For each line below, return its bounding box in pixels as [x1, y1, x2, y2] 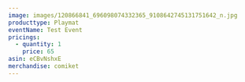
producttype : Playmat [8, 19, 80, 27]
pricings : [8, 33, 41, 41]
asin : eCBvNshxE [8, 55, 61, 63]
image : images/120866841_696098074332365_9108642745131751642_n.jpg [8, 11, 238, 20]
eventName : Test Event [8, 26, 83, 34]
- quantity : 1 [15, 41, 61, 48]
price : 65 [22, 48, 55, 55]
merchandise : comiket [8, 62, 80, 70]
